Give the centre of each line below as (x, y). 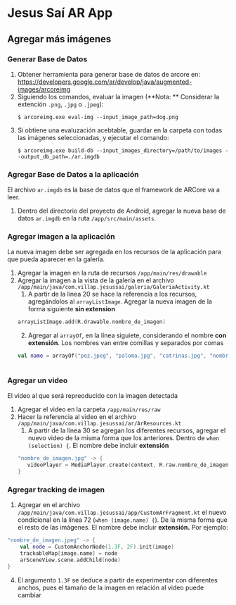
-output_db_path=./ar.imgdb (58, 156)
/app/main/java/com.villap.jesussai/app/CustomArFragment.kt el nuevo (122, 513)
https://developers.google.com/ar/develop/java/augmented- (105, 82)
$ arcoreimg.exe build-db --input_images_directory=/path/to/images (120, 150)
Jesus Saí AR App (60, 13)
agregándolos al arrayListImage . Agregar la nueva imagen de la (120, 301)
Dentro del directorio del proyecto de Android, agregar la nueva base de (122, 211)
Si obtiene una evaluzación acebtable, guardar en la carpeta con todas (120, 130)
